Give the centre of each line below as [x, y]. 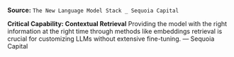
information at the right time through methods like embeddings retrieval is [115, 31]
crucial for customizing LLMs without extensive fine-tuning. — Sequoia [111, 39]
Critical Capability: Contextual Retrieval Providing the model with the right [117, 24]
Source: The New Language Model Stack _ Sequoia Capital [93, 10]
